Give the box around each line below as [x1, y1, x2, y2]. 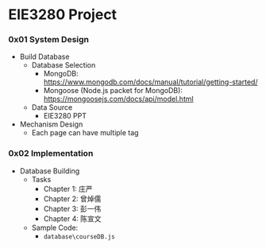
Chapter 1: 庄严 [43, 184, 93, 193]
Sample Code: [31, 223, 79, 232]
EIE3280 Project [8, 6, 118, 24]
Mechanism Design [19, 119, 83, 129]
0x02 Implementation [8, 148, 94, 159]
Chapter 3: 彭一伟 [43, 204, 102, 213]
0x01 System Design [8, 34, 90, 45]
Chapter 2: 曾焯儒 [43, 193, 102, 204]
